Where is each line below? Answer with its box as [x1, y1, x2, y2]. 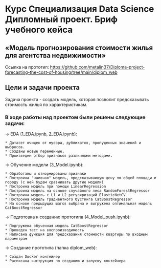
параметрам [5, 236, 27, 241]
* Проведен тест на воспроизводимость [5, 228, 84, 233]
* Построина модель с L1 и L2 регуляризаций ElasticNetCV [5, 193, 126, 198]
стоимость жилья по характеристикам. [5, 102, 88, 107]
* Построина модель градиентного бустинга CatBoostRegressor [5, 197, 133, 202]
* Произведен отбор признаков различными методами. [5, 153, 113, 158]
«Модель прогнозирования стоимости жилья [5, 43, 153, 52]
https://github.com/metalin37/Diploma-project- [50, 64, 145, 70]
